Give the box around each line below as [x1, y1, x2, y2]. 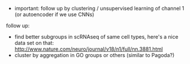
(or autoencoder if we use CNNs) [14, 11, 94, 18]
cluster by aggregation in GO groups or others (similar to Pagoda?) [14, 52, 175, 58]
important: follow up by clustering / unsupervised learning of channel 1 [14, 5, 185, 12]
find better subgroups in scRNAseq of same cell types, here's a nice [14, 33, 179, 40]
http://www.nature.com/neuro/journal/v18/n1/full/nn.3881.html [14, 46, 163, 52]
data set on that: [14, 40, 54, 46]
